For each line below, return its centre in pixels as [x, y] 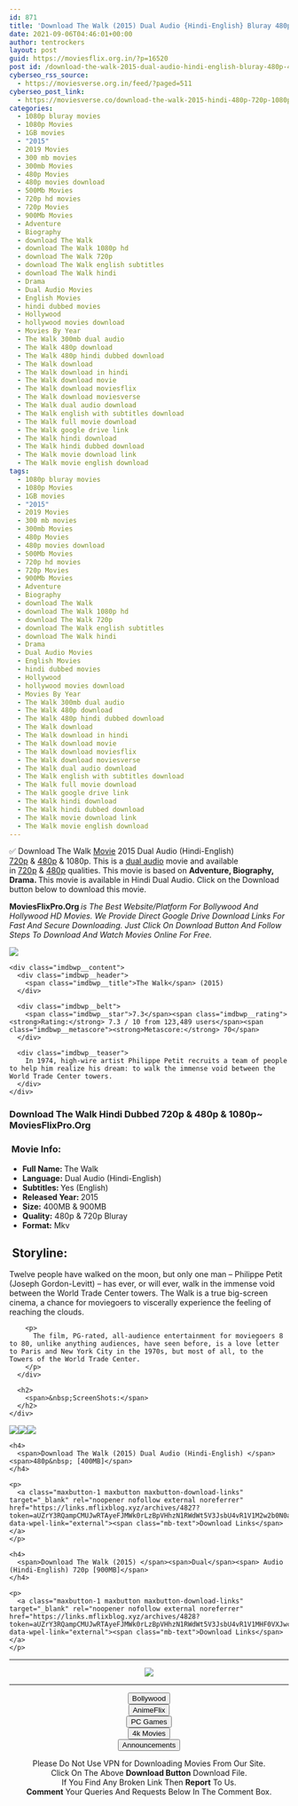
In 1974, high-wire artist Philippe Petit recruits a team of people [157, 1061]
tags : [19, 471]
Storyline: [40, 1253]
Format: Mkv [46, 1225]
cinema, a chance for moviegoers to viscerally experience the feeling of [141, 1303]
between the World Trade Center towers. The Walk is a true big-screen [139, 1293]
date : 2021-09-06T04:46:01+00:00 [71, 34]
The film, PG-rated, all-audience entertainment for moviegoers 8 [158, 1337]
